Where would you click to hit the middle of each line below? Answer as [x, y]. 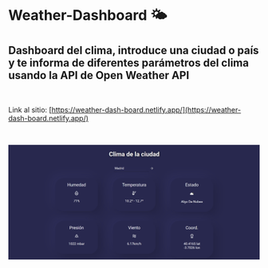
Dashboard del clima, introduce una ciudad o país [134, 50]
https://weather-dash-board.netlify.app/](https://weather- [146, 110]
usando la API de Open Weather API [99, 75]
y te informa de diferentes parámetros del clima [129, 63]
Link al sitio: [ [30, 110]
